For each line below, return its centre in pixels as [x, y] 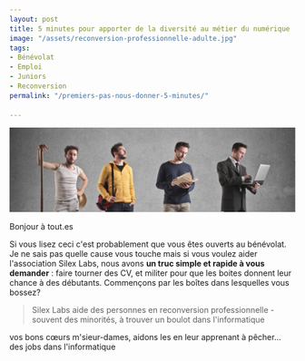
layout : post [34, 19]
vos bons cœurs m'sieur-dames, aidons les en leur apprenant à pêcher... [145, 337]
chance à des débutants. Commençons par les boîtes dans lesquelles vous [149, 282]
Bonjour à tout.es [42, 226]
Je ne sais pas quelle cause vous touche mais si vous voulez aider [133, 253]
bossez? [25, 292]
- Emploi [26, 67]
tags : [20, 48]
